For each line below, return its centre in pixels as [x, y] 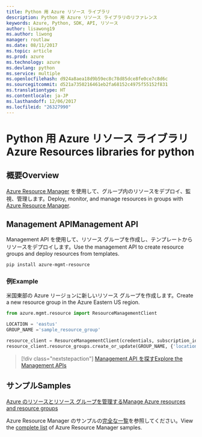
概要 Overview [33, 175]
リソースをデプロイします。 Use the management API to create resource [95, 247]
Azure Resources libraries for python [100, 152]
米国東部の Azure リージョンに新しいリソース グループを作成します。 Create [100, 296]
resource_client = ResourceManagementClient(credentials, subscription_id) [103, 341]
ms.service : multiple [33, 73]
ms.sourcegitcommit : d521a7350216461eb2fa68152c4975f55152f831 [87, 85]
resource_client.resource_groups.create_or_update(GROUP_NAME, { [90, 346]
